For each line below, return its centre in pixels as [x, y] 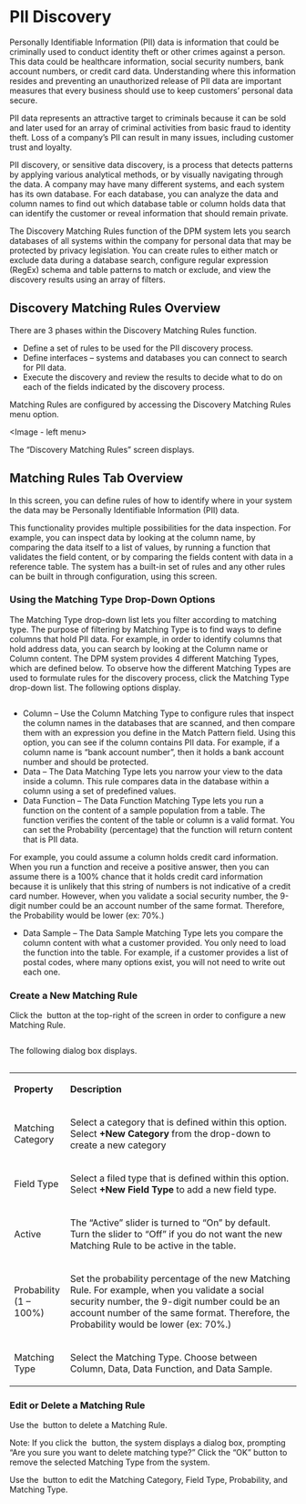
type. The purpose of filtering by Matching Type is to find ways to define [146, 629]
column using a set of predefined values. [99, 791]
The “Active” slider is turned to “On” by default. [170, 1223]
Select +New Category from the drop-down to [170, 1134]
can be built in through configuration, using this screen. [113, 576]
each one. [41, 972]
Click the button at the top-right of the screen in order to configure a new [148, 1015]
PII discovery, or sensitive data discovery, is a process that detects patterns [151, 164]
